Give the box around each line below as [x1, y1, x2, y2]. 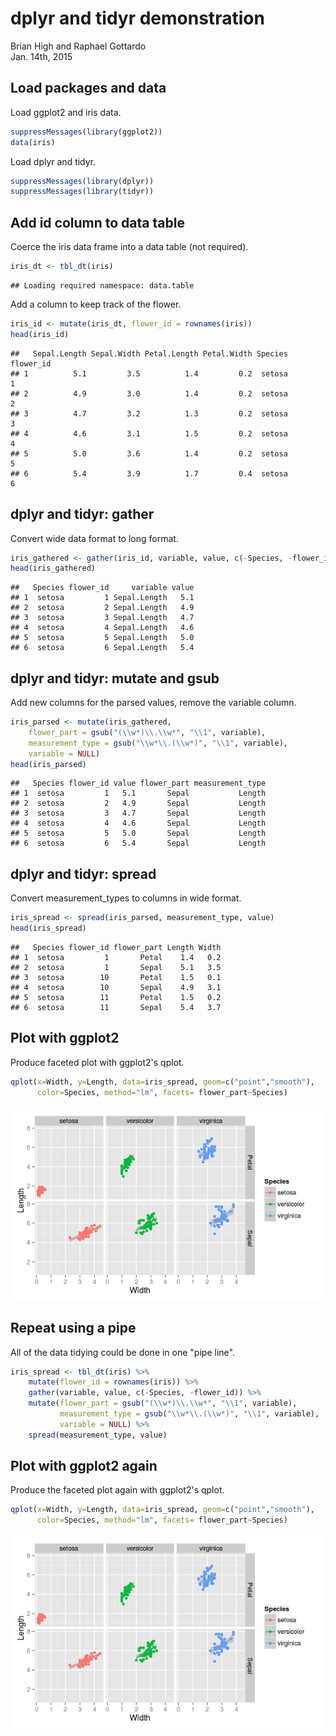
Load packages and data [10, 80, 167, 97]
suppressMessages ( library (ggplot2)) [10, 127, 163, 137]
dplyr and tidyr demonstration [10, 7, 265, 30]
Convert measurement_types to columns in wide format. [10, 892, 242, 904]
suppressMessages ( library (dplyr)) [10, 176, 155, 186]
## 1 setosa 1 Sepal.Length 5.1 [10, 593, 195, 603]
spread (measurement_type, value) [28, 1430, 168, 1440]
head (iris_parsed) [10, 759, 87, 769]
